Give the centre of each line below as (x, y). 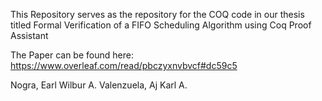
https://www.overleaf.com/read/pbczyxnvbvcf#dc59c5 (124, 65)
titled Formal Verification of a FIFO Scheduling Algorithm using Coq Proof (161, 25)
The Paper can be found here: (72, 55)
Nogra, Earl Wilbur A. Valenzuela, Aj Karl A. (99, 85)
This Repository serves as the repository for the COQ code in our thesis (157, 14)
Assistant (29, 35)
